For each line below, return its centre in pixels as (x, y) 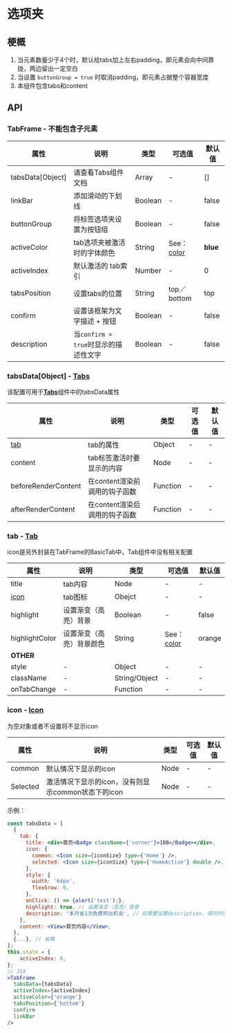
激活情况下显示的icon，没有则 (95, 781)
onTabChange (33, 689)
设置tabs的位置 (98, 293)
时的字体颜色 (94, 253)
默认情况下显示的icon (81, 769)
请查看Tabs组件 (99, 172)
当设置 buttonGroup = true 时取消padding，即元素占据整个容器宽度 (113, 77)
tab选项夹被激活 (99, 242)
